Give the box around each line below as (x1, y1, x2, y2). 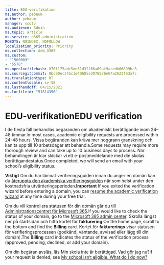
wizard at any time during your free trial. (5, 193, 86, 199)
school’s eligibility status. (5, 163, 56, 169)
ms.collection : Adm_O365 (5, 48, 56, 53)
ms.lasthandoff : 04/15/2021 (5, 84, 63, 90)
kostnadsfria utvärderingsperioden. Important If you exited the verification (5, 183, 155, 189)
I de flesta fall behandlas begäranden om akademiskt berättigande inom (5, 127, 150, 132)
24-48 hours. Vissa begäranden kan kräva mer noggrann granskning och (5, 137, 153, 143)
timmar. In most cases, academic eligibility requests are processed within (11, 132, 158, 138)
